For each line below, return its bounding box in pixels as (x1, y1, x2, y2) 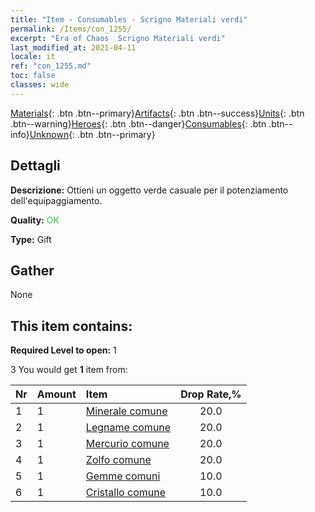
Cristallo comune (85, 486, 166, 500)
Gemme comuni (85, 469, 161, 483)
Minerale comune (85, 404, 168, 418)
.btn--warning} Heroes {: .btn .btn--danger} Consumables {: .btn (10, 117, 267, 130)
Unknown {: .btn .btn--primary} (29, 128, 156, 140)
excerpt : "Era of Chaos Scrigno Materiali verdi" (10, 33, 226, 43)
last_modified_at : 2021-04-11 (10, 42, 137, 53)
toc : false (10, 71, 56, 81)
